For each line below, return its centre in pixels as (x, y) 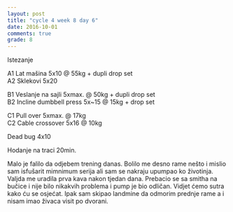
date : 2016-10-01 (33, 27)
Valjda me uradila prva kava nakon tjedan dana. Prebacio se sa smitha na (112, 179)
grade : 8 (20, 40)
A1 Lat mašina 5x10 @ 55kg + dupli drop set (70, 74)
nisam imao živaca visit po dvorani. (58, 201)
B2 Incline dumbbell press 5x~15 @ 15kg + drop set (81, 102)
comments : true (29, 33)
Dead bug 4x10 (29, 137)
